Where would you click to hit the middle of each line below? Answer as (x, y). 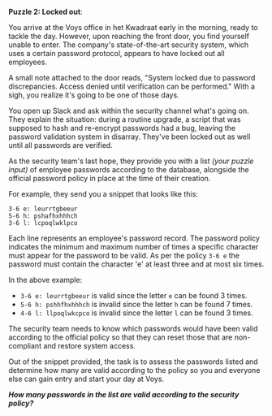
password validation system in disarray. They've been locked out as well (130, 136)
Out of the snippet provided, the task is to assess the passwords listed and (133, 362)
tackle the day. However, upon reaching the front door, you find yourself (129, 36)
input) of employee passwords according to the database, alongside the (129, 169)
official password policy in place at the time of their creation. (110, 178)
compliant (25, 346)
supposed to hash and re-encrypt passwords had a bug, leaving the (122, 128)
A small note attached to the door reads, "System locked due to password (132, 78)
